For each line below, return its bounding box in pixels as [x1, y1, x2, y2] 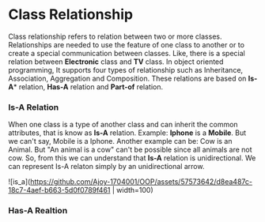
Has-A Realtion [8, 205, 68, 216]
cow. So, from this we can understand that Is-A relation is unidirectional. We [8, 153, 256, 163]
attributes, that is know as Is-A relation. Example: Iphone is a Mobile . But [8, 128, 247, 137]
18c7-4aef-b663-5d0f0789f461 [8, 186, 111, 195]
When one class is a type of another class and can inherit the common [8, 120, 239, 130]
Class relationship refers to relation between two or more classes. [8, 32, 222, 41]
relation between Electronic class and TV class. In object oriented [8, 57, 224, 66]
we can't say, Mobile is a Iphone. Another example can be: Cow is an [8, 137, 233, 146]
